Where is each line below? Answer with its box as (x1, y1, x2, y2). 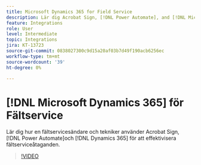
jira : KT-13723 (6, 43, 44, 49)
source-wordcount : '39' (6, 59, 66, 65)
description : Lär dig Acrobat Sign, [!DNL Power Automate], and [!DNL (6, 14, 186, 20)
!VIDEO (20, 152, 39, 160)
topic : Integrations (6, 37, 58, 43)
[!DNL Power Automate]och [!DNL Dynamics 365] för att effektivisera (6, 134, 176, 142)
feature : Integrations (6, 20, 63, 26)
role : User (6, 25, 33, 32)
